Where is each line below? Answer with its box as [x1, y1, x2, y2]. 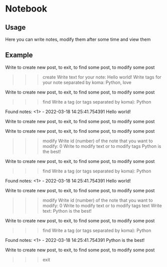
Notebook [5, 3, 48, 15]
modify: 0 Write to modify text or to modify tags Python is [42, 143, 161, 149]
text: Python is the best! [42, 208, 92, 214]
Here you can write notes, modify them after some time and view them [5, 36, 151, 42]
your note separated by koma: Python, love [42, 79, 132, 85]
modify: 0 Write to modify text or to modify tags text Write [42, 202, 162, 209]
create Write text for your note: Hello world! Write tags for [42, 74, 161, 80]
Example [5, 51, 33, 59]
